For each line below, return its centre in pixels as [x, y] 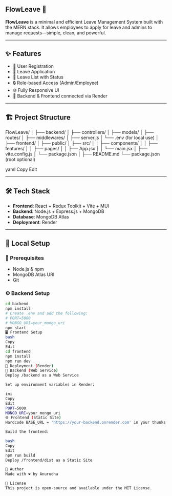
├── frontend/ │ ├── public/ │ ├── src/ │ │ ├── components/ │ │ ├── [81, 143]
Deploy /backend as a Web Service [42, 375]
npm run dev [18, 361]
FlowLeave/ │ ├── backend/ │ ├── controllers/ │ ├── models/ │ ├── [80, 132]
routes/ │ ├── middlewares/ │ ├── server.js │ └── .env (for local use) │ [82, 138]
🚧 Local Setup [28, 243]
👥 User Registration [33, 66]
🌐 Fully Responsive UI [36, 90]
